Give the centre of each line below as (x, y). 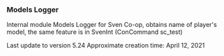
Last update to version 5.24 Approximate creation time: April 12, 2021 (106, 46)
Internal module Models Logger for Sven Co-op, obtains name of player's (112, 25)
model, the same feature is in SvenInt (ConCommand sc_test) (95, 32)
